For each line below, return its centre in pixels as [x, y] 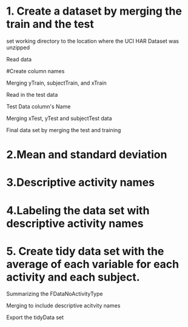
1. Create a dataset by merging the [94, 11]
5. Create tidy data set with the [85, 251]
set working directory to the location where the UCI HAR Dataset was [93, 41]
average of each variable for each [93, 264]
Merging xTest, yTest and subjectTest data [59, 118]
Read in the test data [32, 94]
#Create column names [35, 71]
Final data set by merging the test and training [64, 130]
